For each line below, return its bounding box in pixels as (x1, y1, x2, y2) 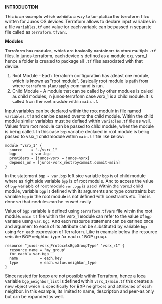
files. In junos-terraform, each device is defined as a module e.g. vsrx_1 (5, 53, 147, 59)
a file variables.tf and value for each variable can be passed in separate (5, 24, 152, 30)
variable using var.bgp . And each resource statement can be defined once (5, 219, 154, 224)
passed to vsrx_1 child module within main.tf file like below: (5, 134, 124, 139)
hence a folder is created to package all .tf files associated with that (5, 58, 143, 64)
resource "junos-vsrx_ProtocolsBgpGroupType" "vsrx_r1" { (5, 243, 125, 248)
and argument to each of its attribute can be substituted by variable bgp (5, 223, 148, 229)
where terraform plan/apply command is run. (12, 83, 104, 89)
